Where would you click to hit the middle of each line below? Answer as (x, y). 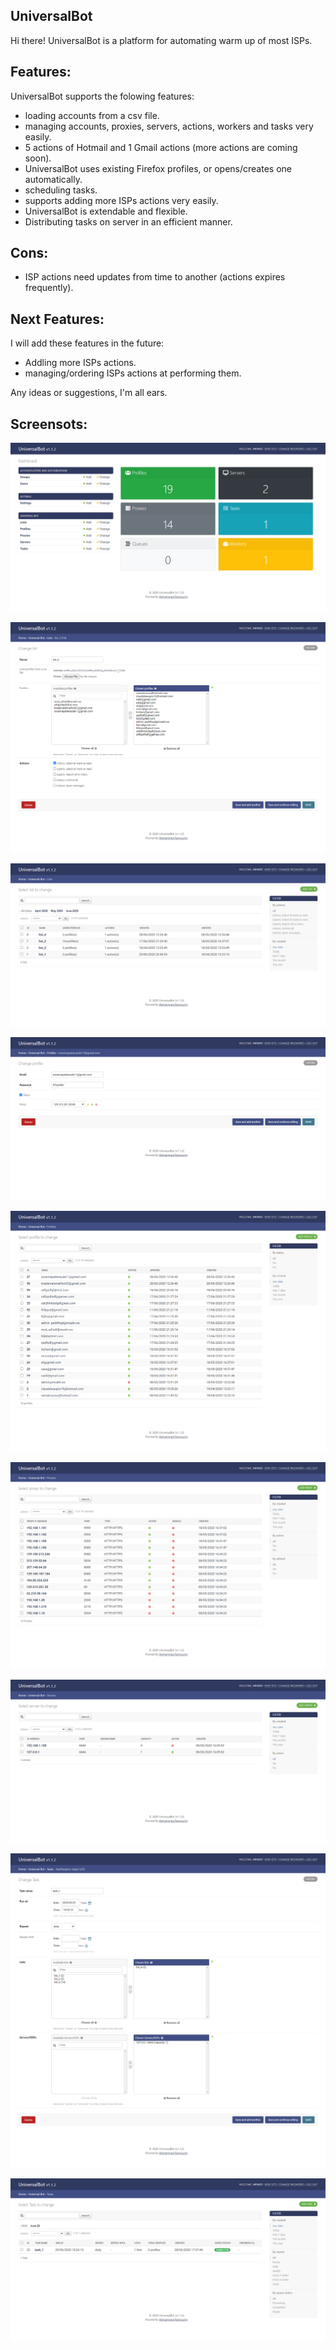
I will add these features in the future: (87, 343)
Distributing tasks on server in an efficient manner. (128, 221)
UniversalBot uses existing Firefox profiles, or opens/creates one (158, 168)
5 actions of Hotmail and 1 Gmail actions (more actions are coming (161, 147)
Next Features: (57, 319)
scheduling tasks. (61, 190)
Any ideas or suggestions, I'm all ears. (89, 393)
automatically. (53, 179)
